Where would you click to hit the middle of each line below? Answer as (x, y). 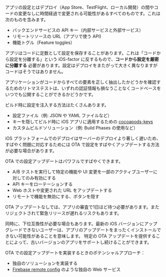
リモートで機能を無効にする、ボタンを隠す (56, 196)
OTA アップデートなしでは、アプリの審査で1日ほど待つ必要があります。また (82, 207)
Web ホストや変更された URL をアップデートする (62, 190)
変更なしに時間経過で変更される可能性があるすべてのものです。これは (89, 13)
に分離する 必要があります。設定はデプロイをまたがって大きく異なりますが (81, 65)
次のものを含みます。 (27, 20)
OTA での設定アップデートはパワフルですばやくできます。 (64, 161)
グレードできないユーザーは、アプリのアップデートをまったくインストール (81, 230)
